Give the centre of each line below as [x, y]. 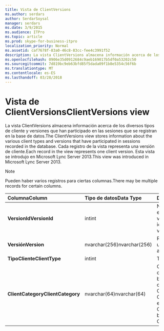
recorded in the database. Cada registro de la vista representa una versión [80, 146]
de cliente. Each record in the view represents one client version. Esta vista [80, 151]
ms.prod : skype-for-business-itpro [41, 41]
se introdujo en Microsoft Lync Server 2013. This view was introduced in [77, 156]
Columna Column [28, 198]
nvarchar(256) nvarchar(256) [118, 244]
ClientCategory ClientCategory [44, 294]
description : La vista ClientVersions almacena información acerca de [78, 55]
